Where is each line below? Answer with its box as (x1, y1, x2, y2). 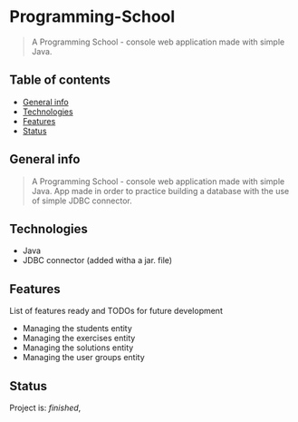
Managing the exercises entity (22, 333, 136, 344)
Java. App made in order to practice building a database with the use (31, 185, 290, 196)
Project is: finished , (9, 402, 82, 413)
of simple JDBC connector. (31, 195, 133, 206)
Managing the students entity (22, 323, 133, 334)
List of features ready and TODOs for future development (9, 306, 224, 317)
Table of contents (9, 73, 111, 88)
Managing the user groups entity (22, 352, 145, 363)
